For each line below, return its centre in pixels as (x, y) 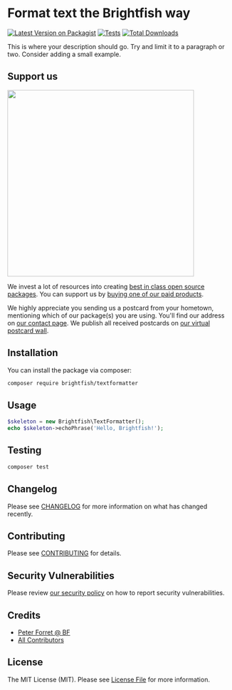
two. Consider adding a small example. (64, 54)
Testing (25, 450)
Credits (24, 615)
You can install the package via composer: (69, 370)
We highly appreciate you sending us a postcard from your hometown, (111, 308)
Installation (33, 353)
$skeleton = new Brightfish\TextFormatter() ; (76, 422)
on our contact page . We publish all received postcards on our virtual (109, 323)
